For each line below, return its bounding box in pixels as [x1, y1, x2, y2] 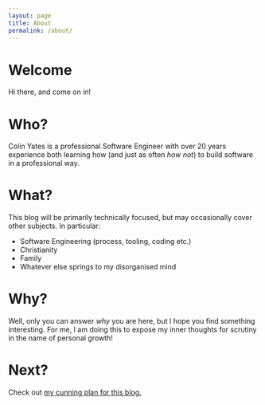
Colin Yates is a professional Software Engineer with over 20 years [8, 141, 227, 151]
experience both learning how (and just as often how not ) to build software [8, 150, 253, 159]
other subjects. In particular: [8, 221, 101, 231]
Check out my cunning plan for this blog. [8, 387, 142, 397]
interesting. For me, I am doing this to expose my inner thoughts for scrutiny [8, 324, 257, 335]
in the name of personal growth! [8, 333, 113, 343]
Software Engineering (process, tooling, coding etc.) [19, 237, 192, 246]
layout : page [8, 11, 52, 20]
